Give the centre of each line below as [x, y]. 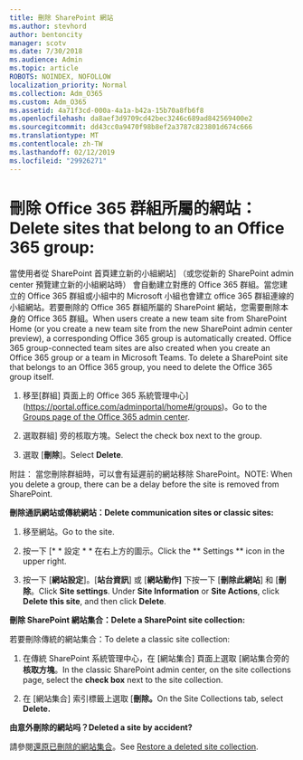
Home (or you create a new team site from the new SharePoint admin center [151, 329]
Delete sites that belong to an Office [147, 228]
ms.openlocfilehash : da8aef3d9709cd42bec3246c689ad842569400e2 [131, 119]
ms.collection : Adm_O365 [56, 93]
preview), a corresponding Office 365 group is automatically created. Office [151, 338]
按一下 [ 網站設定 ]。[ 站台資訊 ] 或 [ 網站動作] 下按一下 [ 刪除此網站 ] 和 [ [150, 580]
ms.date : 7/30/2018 [46, 52]
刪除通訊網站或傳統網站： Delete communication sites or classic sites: [142, 513]
